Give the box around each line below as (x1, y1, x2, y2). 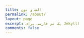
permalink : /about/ (5, 12, 46, 17)
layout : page (5, 16, 33, 21)
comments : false (5, 26, 39, 31)
